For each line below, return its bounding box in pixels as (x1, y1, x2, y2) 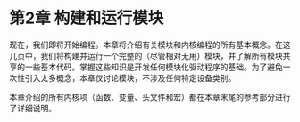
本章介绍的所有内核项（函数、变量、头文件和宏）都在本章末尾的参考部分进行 (9, 91, 291, 102)
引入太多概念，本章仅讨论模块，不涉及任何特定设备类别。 (24, 72, 237, 83)
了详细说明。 (9, 102, 56, 113)
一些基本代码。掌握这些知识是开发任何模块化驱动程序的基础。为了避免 (24, 61, 283, 72)
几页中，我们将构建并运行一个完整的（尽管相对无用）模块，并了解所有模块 (9, 50, 283, 61)
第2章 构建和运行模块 (9, 8, 164, 28)
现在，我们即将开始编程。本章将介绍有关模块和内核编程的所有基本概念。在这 (9, 39, 291, 50)
